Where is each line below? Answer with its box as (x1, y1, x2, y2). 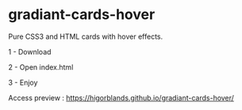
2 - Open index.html (8, 62, 74, 72)
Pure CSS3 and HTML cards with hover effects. (8, 32, 163, 41)
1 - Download (8, 47, 52, 56)
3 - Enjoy (8, 78, 38, 87)
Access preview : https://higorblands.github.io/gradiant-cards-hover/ (8, 93, 234, 102)
